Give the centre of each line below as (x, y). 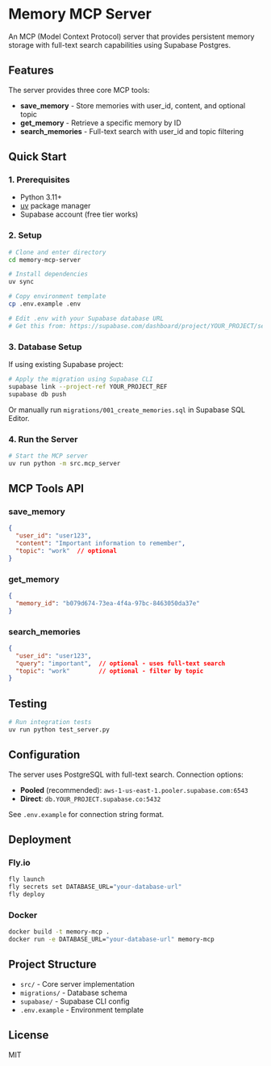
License (29, 1035)
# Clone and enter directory (57, 252)
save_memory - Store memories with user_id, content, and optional (133, 105)
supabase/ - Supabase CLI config (75, 1001)
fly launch (27, 879)
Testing (28, 704)
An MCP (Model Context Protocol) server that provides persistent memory (131, 36)
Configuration (44, 755)
